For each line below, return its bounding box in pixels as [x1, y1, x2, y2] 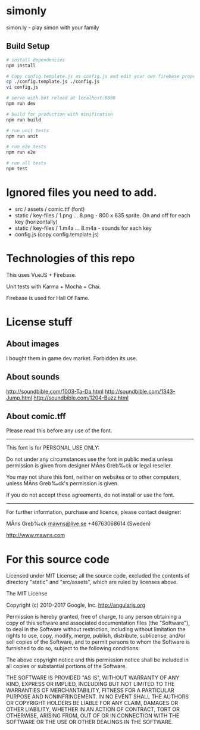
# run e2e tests [6, 144, 46, 150]
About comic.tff [6, 411, 66, 421]
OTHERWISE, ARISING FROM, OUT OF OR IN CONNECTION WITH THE [6, 712, 180, 719]
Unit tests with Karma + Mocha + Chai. [6, 283, 101, 290]
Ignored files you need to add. [6, 186, 157, 199]
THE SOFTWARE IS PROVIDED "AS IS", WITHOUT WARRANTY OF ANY [6, 674, 180, 681]
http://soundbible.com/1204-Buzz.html [33, 394, 129, 401]
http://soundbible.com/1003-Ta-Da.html [6, 388, 104, 395]
